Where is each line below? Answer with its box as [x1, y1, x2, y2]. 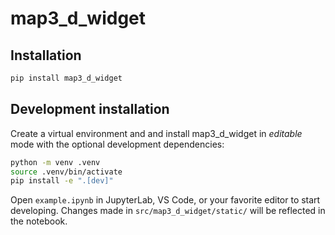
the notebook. [10, 215, 68, 227]
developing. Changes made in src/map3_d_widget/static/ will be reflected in [10, 205, 326, 217]
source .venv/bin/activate [10, 167, 123, 177]
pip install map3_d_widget [10, 73, 123, 83]
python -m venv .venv [10, 157, 101, 167]
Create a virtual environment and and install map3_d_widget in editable [10, 127, 303, 139]
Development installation [10, 101, 170, 118]
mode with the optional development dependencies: [10, 138, 225, 150]
